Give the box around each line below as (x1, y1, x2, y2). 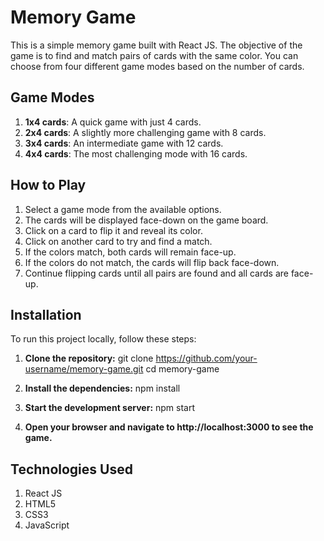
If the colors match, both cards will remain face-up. (24, 246, 237, 258)
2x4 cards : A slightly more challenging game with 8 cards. (24, 126, 267, 138)
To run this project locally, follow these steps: (10, 333, 197, 345)
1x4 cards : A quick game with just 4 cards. (24, 116, 202, 128)
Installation (10, 306, 82, 323)
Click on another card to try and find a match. (24, 235, 213, 247)
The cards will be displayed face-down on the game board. (24, 214, 269, 226)
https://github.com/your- (155, 352, 258, 365)
